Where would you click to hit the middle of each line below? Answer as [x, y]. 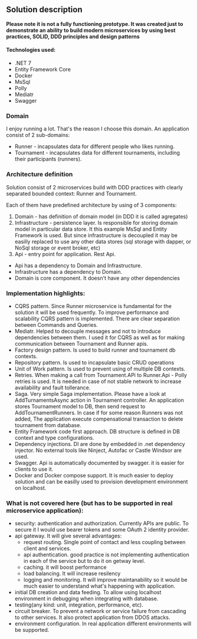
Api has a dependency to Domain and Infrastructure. [78, 266]
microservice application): [45, 510]
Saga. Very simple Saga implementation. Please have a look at [90, 394]
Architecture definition [40, 175]
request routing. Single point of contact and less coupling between [104, 542]
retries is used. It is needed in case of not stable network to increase [98, 381]
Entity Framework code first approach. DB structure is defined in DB [97, 431]
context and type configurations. [54, 438]
